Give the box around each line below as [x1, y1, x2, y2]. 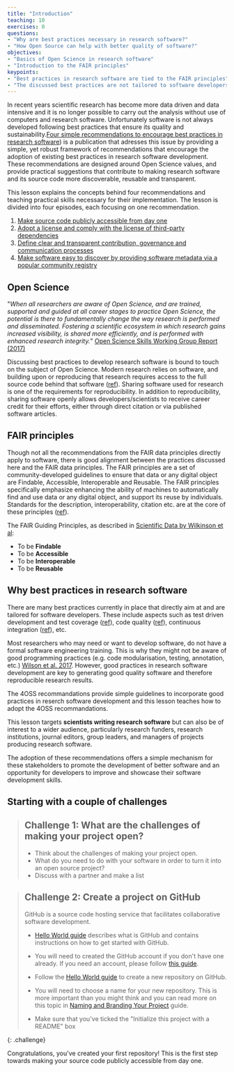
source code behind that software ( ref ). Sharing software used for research [7, 380, 224, 388]
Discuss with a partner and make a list [34, 871, 144, 880]
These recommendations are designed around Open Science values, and [7, 160, 217, 168]
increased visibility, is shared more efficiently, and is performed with [7, 329, 204, 338]
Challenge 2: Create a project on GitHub [24, 891, 201, 903]
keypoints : [7, 68, 39, 75]
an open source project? [34, 863, 105, 872]
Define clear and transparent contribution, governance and [17, 239, 187, 248]
